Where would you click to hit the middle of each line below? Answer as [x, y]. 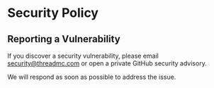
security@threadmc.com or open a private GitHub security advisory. [107, 63]
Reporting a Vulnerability [64, 39]
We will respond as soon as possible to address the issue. [92, 77]
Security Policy [53, 13]
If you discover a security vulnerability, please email [83, 56]
